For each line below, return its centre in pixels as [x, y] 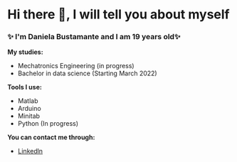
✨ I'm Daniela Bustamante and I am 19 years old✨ [94, 37]
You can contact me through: [51, 137]
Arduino [29, 109]
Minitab [29, 116]
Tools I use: [25, 87]
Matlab [28, 101]
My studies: [26, 52]
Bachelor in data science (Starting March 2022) [88, 73]
